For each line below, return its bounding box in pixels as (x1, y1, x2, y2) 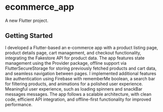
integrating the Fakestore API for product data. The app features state (5, 55, 145, 61)
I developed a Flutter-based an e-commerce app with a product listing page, (5, 44, 158, 50)
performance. (5, 101, 33, 107)
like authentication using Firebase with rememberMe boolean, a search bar (5, 75, 156, 81)
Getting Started (5, 32, 53, 40)
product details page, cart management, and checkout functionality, (5, 50, 142, 56)
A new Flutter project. (5, 18, 49, 23)
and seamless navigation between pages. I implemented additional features (5, 70, 157, 76)
